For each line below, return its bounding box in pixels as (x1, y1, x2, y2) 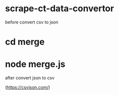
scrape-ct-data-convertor (5, 3, 114, 14)
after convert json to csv (5, 75, 55, 81)
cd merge (5, 36, 45, 47)
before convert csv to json (5, 19, 59, 25)
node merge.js (5, 59, 65, 70)
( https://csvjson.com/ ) (5, 84, 51, 91)
